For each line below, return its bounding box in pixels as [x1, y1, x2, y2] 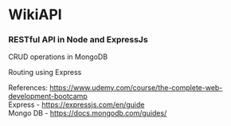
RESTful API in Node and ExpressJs [8, 34, 149, 45]
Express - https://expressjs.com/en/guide [8, 100, 145, 109]
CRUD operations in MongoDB [8, 52, 108, 61]
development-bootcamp [8, 92, 88, 101]
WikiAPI [8, 6, 62, 24]
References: [8, 83, 48, 93]
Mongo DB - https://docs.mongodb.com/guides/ [8, 108, 167, 118]
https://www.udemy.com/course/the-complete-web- [49, 83, 223, 93]
